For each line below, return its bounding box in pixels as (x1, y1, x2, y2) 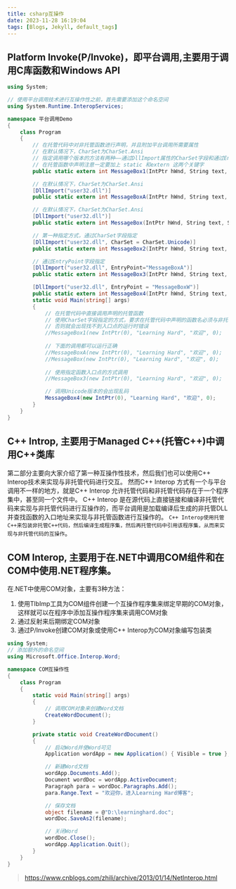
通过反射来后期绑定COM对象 (17, 617, 100, 626)
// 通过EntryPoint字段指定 (32, 258, 105, 265)
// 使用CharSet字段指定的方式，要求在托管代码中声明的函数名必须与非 (44, 316, 223, 324)
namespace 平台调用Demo (7, 115, 72, 122)
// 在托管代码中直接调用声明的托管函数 (44, 310, 144, 317)
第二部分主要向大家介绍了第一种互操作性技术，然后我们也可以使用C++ (7, 469, 211, 477)
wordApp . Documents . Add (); (44, 770, 121, 777)
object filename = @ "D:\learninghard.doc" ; (44, 809, 174, 816)
